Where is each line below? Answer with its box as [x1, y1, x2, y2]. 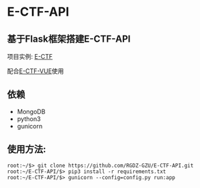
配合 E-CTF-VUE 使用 [7, 67, 64, 75]
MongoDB [16, 107, 46, 116]
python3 [16, 114, 41, 123]
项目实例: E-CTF [7, 53, 53, 60]
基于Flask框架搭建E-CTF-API [7, 33, 131, 44]
